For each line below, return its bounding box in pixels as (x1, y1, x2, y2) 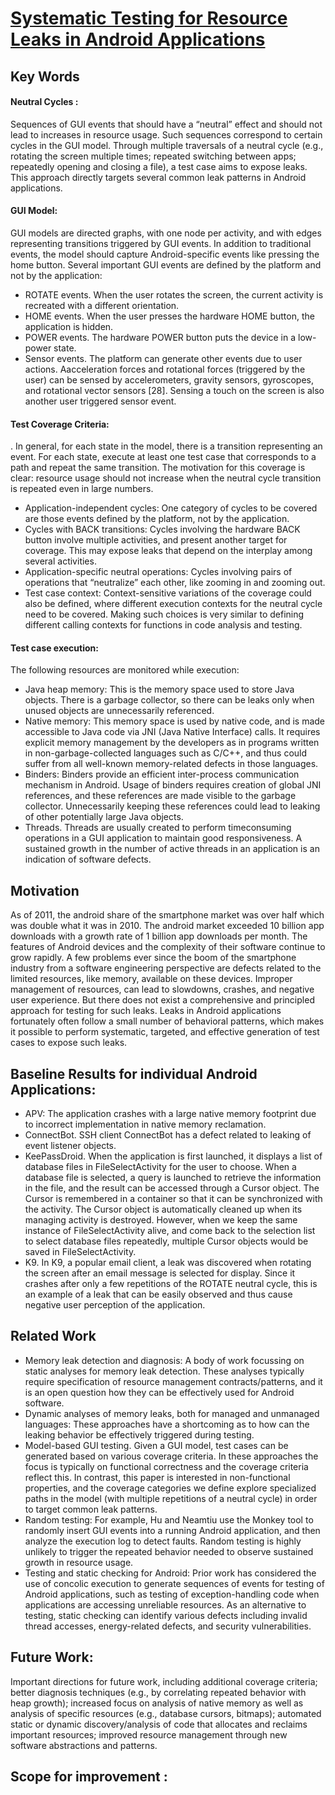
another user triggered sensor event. (24, 395, 177, 407)
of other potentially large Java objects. (24, 811, 184, 823)
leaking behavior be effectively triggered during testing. (24, 1428, 255, 1441)
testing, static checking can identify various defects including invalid (24, 1609, 308, 1621)
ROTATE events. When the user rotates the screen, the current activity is (24, 288, 324, 301)
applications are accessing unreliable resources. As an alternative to (24, 1598, 307, 1611)
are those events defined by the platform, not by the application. (24, 513, 290, 525)
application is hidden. (24, 320, 114, 332)
